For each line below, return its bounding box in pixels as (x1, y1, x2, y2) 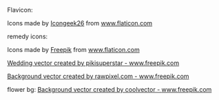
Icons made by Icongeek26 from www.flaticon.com (7, 19, 153, 27)
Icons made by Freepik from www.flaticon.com (7, 46, 140, 53)
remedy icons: (7, 32, 48, 40)
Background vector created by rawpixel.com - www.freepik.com (7, 72, 189, 80)
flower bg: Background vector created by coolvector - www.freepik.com (7, 86, 212, 93)
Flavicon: (7, 6, 33, 14)
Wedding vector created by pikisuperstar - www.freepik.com (7, 59, 180, 67)
